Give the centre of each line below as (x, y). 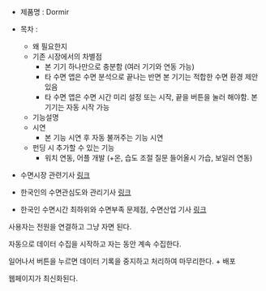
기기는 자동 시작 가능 (77, 107)
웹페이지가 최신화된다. (43, 278)
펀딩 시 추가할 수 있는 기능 (73, 148)
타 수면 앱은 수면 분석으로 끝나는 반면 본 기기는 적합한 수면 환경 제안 (151, 77)
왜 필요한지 (49, 46)
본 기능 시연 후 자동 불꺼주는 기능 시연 (104, 137)
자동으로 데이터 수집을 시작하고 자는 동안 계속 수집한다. (95, 244)
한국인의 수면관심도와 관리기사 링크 (75, 192)
